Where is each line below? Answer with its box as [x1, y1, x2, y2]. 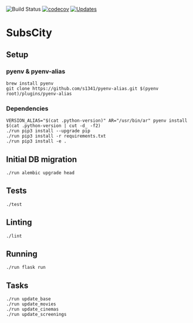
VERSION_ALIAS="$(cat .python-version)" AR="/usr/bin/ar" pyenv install [6, 118, 188, 124]
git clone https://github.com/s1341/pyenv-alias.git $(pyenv [6, 85, 159, 91]
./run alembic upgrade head [6, 169, 75, 176]
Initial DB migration [6, 154, 77, 164]
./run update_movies [6, 301, 57, 307]
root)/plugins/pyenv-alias [6, 91, 72, 96]
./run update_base [6, 296, 51, 302]
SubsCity [6, 26, 53, 39]
